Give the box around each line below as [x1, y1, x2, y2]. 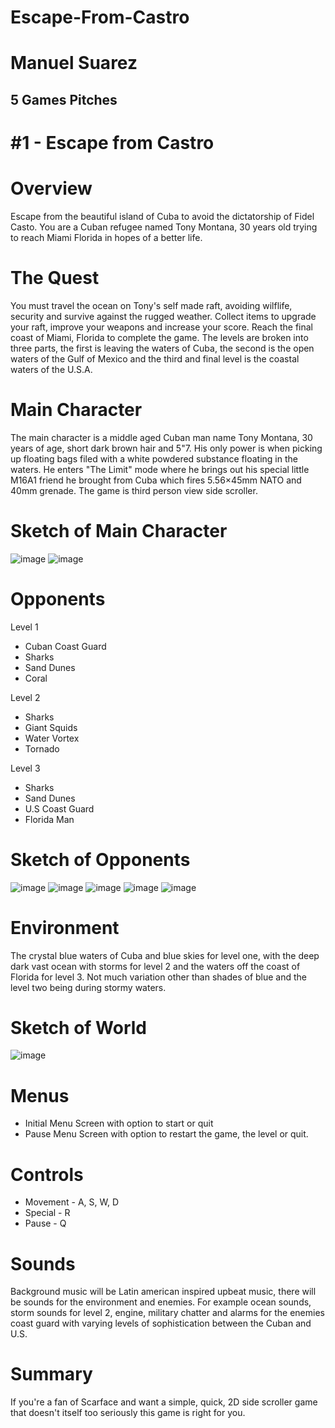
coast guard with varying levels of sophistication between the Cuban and [10, 1317, 312, 1330]
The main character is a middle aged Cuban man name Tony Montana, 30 [10, 431, 313, 443]
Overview [10, 177, 93, 200]
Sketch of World [10, 1016, 147, 1039]
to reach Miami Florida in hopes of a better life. [10, 231, 203, 243]
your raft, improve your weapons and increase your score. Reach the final [10, 321, 313, 333]
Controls [10, 1163, 84, 1186]
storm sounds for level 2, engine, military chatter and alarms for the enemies [10, 1307, 325, 1319]
